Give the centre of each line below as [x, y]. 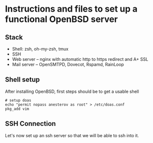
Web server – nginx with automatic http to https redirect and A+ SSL [80, 59]
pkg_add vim [17, 109]
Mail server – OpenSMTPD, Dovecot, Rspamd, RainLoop [68, 64]
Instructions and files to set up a [71, 9]
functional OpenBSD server [61, 19]
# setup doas [18, 100]
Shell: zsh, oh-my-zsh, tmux [40, 49]
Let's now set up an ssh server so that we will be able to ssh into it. [72, 135]
